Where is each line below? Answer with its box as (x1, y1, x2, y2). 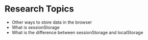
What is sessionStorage (11, 24, 60, 30)
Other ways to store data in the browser (11, 19, 92, 25)
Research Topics (4, 3, 74, 14)
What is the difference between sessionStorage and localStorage (11, 29, 143, 35)
